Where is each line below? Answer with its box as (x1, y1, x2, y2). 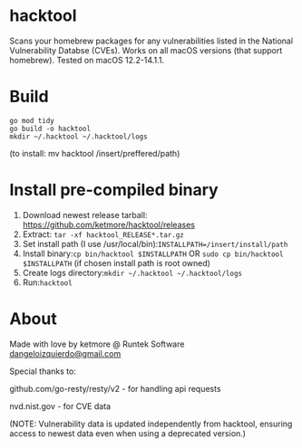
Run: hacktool (22, 277, 73, 288)
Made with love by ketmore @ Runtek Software (9, 338, 185, 349)
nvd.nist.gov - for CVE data (9, 400, 112, 412)
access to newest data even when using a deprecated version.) (9, 427, 247, 439)
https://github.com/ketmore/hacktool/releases (22, 219, 195, 230)
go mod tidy (9, 116, 54, 125)
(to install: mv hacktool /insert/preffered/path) (9, 148, 180, 158)
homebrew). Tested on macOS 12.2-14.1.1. (9, 54, 165, 65)
